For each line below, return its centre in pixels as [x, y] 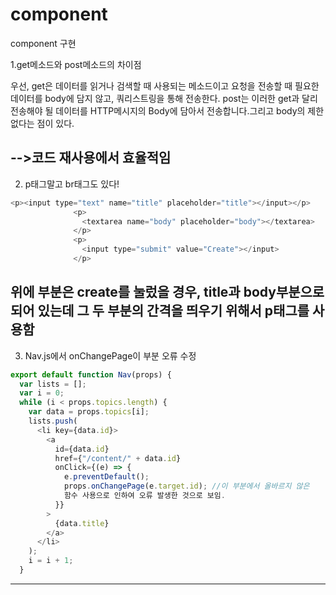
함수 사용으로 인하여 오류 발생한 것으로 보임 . [144, 496]
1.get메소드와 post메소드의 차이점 [76, 64]
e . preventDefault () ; [106, 477]
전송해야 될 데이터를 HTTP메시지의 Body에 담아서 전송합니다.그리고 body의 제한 [167, 110]
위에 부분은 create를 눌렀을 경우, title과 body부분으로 [167, 292]
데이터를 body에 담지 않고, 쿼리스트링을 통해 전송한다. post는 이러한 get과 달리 [164, 98]
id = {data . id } [82, 449]
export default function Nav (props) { [91, 374]
